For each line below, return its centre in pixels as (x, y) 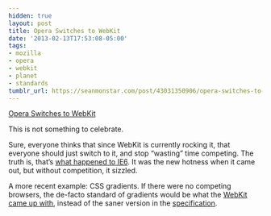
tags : (17, 46)
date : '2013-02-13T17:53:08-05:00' (68, 38)
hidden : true (30, 16)
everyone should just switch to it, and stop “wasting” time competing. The (131, 153)
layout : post (30, 23)
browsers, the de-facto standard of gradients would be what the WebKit (128, 195)
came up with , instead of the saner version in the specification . (113, 203)
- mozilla (25, 53)
